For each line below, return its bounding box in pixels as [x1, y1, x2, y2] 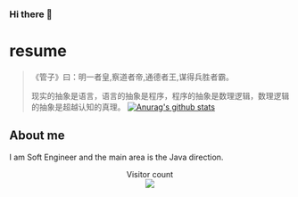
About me [9, 128, 65, 144]
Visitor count [126, 168, 174, 179]
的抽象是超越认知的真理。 [30, 102, 126, 112]
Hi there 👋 [9, 8, 54, 21]
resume [9, 41, 67, 62]
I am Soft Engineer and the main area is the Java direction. [9, 152, 224, 162]
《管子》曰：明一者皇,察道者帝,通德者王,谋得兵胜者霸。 [30, 71, 234, 82]
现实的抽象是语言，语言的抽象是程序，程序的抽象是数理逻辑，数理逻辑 [30, 90, 290, 101]
